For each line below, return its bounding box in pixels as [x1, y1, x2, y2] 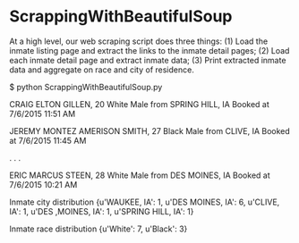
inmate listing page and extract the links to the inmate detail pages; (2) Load [9, 45, 290, 55]
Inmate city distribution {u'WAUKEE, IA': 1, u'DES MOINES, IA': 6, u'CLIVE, [9, 197, 280, 207]
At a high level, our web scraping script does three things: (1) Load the [9, 36, 269, 46]
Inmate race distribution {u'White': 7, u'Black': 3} [9, 223, 188, 234]
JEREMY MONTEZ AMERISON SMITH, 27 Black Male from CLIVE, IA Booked [9, 125, 291, 136]
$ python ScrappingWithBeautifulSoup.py [9, 81, 163, 92]
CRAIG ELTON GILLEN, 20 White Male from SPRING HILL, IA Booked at [9, 98, 270, 109]
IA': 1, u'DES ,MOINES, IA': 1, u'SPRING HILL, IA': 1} [9, 205, 194, 216]
